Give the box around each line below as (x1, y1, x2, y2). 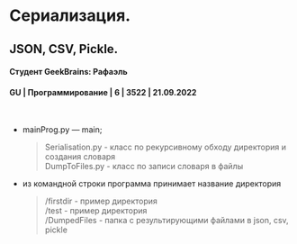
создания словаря (44, 151, 116, 162)
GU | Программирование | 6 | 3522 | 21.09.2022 (9, 86, 197, 97)
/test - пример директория (44, 205, 148, 216)
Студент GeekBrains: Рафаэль (9, 67, 128, 77)
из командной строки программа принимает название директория (22, 178, 282, 189)
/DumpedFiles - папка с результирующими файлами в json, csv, (44, 215, 290, 226)
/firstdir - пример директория (44, 195, 157, 207)
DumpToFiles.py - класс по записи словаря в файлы (44, 161, 244, 172)
